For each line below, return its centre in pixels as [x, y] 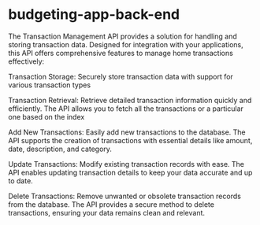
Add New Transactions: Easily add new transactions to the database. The [127, 132]
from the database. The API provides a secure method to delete [111, 204]
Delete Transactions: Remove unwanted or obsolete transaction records [125, 196]
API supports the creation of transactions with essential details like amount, [130, 140]
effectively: [26, 61]
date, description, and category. [60, 149]
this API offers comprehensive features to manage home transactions [121, 53]
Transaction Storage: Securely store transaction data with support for [121, 76]
